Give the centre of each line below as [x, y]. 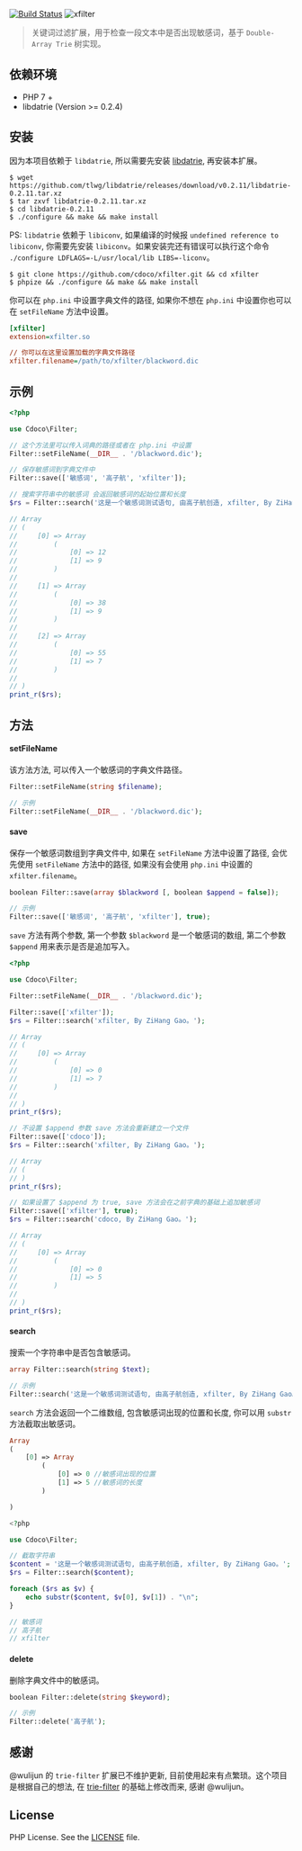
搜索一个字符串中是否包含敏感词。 [72, 1352]
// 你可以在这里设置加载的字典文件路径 [72, 353]
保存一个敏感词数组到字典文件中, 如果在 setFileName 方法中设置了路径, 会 [145, 853]
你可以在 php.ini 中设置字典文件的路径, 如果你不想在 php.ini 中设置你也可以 [151, 300]
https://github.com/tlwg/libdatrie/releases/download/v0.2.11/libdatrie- [151, 185]
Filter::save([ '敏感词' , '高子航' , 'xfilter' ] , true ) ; [110, 917]
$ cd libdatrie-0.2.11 [52, 209]
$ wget [22, 177]
